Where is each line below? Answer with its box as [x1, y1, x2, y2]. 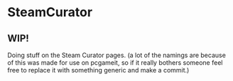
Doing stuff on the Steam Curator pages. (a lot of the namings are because [7, 51, 226, 59]
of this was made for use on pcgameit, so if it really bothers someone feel [7, 58, 223, 67]
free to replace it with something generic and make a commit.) [7, 66, 190, 74]
